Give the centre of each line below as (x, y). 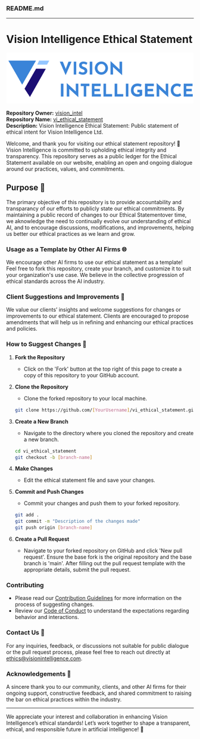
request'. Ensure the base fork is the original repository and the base (108, 557)
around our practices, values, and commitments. (65, 169)
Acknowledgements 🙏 (39, 674)
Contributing (25, 585)
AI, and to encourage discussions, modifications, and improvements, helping (100, 227)
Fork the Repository (40, 357)
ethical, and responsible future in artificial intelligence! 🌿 (75, 729)
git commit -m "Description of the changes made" (78, 521)
